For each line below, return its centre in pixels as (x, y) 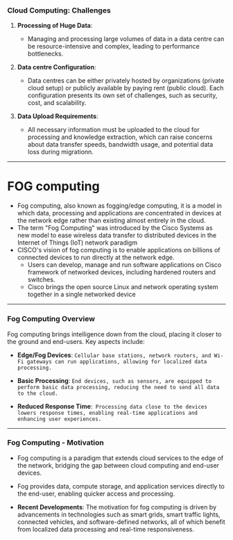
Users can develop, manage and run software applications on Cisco (124, 265)
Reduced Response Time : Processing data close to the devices (112, 406)
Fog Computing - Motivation (55, 443)
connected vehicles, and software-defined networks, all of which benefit (121, 522)
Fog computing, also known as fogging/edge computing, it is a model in (119, 206)
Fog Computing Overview (51, 319)
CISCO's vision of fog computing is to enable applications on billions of (119, 250)
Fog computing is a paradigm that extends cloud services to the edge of (120, 458)
